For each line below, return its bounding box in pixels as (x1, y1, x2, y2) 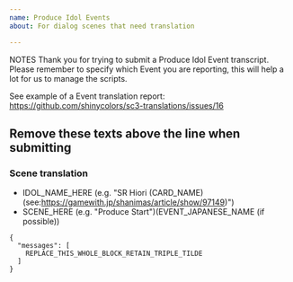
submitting (9, 140, 72, 155)
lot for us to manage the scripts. (9, 73, 128, 84)
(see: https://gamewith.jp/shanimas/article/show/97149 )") (22, 197, 235, 207)
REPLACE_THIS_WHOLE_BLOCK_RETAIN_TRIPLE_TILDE (25, 249, 203, 259)
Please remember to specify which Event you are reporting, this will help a (9, 64, 285, 75)
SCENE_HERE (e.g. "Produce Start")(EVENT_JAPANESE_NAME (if (22, 207, 265, 217)
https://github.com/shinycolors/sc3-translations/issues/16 (9, 100, 225, 110)
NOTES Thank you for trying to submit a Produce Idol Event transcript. (9, 54, 270, 65)
